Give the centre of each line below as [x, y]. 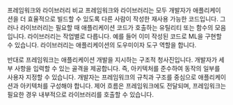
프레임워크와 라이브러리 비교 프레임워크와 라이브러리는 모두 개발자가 [99, 10]
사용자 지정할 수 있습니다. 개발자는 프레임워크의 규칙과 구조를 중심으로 [102, 77]
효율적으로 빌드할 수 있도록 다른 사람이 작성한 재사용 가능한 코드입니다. [123, 19]
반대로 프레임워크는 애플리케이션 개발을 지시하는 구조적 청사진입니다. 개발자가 [112, 60]
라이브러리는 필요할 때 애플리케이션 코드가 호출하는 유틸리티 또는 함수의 [116, 27]
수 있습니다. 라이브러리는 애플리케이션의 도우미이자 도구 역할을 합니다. [102, 45]
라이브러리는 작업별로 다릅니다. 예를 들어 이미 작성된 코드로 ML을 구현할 [125, 36]
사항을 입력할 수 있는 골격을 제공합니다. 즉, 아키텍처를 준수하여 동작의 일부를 [117, 68]
